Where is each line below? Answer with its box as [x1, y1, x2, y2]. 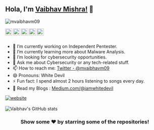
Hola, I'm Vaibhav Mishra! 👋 [5, 5, 94, 14]
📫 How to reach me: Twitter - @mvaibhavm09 [12, 65, 110, 71]
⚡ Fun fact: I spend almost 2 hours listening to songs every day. [12, 78, 145, 84]
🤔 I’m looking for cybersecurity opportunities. [12, 54, 107, 60]
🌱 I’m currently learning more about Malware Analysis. [12, 48, 125, 54]
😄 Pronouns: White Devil [12, 72, 65, 78]
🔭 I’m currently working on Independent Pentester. [12, 43, 118, 49]
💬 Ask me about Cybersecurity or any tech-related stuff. [12, 59, 130, 66]
